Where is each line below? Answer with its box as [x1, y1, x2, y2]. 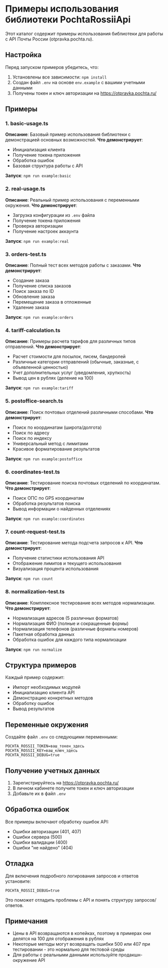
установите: [5, 878, 31, 884]
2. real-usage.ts [5, 185, 45, 193]
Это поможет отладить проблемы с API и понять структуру [5, 897, 134, 903]
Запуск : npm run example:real [5, 238, 69, 244]
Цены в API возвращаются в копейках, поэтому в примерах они [12, 930, 151, 937]
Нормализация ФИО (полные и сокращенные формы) [12, 620, 129, 626]
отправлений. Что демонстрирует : [5, 344, 82, 350]
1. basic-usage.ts [5, 120, 49, 127]
